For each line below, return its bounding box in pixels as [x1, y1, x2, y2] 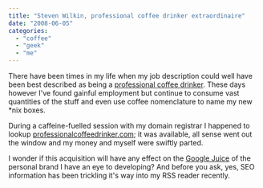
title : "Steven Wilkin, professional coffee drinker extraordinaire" [8, 11, 246, 20]
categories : [8, 27, 48, 35]
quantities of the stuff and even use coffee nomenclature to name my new [8, 97, 253, 106]
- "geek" [15, 42, 45, 50]
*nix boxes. [8, 105, 46, 115]
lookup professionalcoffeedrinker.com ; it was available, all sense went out [8, 129, 253, 139]
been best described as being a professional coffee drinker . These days [8, 80, 246, 89]
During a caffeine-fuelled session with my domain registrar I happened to [8, 121, 250, 130]
